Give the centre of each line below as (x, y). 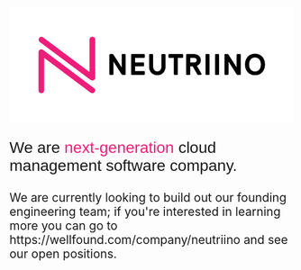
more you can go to (64, 226)
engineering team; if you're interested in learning (145, 212)
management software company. (123, 166)
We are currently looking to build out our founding (148, 198)
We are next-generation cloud (113, 148)
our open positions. (63, 254)
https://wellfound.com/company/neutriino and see (149, 240)
